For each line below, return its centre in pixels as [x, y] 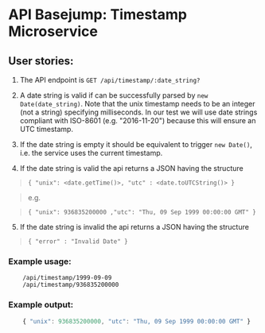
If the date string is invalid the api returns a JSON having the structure [134, 227]
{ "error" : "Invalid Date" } [78, 242]
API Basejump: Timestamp [97, 15]
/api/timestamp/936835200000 [71, 285]
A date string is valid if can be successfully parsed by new [114, 95]
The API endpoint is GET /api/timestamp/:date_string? [110, 80]
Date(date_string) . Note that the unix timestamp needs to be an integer [138, 104]
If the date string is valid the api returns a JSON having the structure [132, 168]
